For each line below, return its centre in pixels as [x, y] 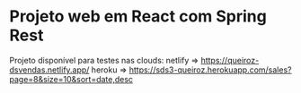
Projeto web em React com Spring [138, 17]
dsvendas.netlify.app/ [49, 70]
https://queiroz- [230, 60]
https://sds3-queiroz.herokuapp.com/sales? [210, 70]
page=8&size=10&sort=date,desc [71, 79]
